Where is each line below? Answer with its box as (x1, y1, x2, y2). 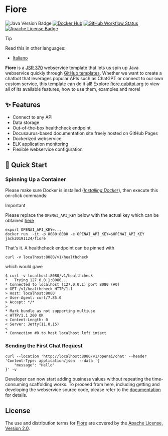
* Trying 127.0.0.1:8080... (5, 278, 69, 283)
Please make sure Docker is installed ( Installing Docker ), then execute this (5, 188, 158, 194)
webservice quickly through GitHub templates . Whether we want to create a (5, 70, 162, 76)
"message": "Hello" (14, 362, 55, 367)
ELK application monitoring (12, 141, 69, 147)
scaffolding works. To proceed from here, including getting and (29, 381, 160, 387)
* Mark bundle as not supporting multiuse (5, 308, 95, 314)
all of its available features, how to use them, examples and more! (5, 86, 140, 92)
